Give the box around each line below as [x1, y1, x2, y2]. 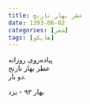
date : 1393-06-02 [8, 19, 66, 27]
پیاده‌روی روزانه [8, 55, 53, 65]
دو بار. [8, 72, 26, 81]
